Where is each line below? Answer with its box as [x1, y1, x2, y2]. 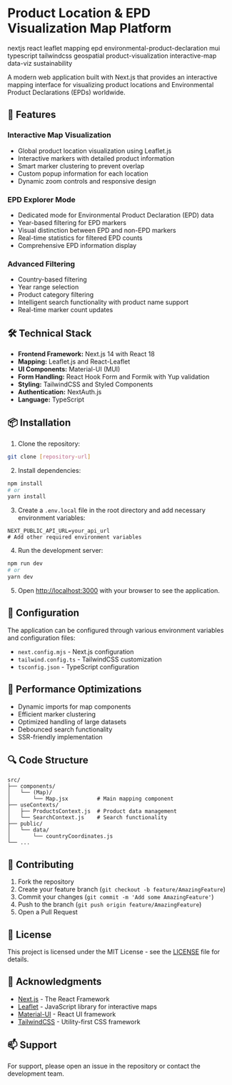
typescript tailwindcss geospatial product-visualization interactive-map [7, 51, 217, 60]
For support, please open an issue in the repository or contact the [7, 1061, 201, 1070]
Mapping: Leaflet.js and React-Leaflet [17, 357, 131, 366]
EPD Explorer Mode [7, 194, 76, 204]
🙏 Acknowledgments [7, 976, 102, 988]
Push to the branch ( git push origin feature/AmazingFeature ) [17, 900, 202, 909]
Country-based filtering [17, 275, 87, 284]
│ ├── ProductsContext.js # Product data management [7, 808, 177, 815]
